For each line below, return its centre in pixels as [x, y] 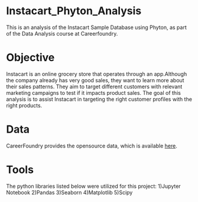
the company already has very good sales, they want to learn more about [95, 80]
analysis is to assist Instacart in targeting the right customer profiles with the [99, 99]
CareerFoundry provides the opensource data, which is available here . [92, 146]
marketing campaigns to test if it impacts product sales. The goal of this [94, 92]
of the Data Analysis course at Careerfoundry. [62, 33]
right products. [24, 105]
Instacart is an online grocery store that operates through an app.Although [97, 74]
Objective [30, 58]
